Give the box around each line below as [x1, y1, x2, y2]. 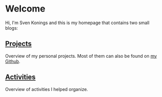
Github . [5, 58, 20, 64]
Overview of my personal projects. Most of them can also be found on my [5, 53, 157, 59]
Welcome [5, 3, 45, 15]
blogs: [5, 25, 18, 31]
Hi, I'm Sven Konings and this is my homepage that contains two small [5, 20, 150, 26]
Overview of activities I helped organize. [5, 86, 88, 92]
